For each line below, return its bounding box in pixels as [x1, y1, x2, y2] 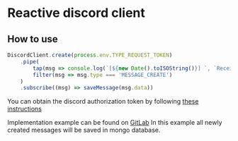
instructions [7, 104, 42, 114]
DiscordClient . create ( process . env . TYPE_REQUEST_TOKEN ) [7, 51, 173, 59]
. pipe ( [20, 58, 40, 65]
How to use [7, 33, 58, 45]
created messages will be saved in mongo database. [7, 125, 161, 135]
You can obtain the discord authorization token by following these [7, 97, 199, 106]
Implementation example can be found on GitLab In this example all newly [7, 118, 222, 127]
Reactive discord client [7, 5, 145, 21]
